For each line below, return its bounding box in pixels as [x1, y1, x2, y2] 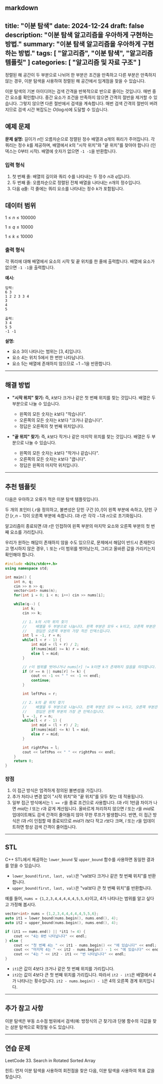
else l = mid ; [31, 651, 60, 656]
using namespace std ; [5, 566, 49, 571]
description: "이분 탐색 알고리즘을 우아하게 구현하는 [5, 31, 154, 39]
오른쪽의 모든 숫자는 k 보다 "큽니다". [19, 456, 86, 462]
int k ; [22, 606, 36, 611]
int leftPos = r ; [22, 691, 57, 697]
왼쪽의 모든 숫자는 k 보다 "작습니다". [19, 411, 86, 417]
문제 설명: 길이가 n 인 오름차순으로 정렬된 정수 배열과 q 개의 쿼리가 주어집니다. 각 [5, 136, 155, 142]
